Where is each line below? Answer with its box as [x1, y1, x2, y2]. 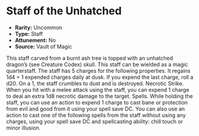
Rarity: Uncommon [14, 24, 63, 31]
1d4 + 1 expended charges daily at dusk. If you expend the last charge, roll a [6, 73, 194, 81]
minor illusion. [6, 124, 41, 131]
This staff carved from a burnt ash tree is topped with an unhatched [6, 54, 173, 61]
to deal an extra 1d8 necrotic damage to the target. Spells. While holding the [6, 92, 193, 100]
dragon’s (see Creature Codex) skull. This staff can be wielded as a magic [6, 61, 188, 68]
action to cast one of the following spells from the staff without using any [6, 112, 186, 119]
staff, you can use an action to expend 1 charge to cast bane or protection [6, 98, 188, 106]
